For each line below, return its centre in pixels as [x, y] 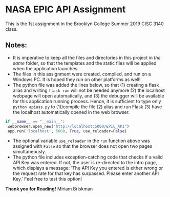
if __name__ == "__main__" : [35, 122]
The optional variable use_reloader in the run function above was [81, 141]
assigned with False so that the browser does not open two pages [82, 146]
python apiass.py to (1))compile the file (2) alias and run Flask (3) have [87, 107]
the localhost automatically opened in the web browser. [71, 112]
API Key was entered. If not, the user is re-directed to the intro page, [85, 163]
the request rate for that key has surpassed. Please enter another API [86, 173]
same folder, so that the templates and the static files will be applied [84, 63]
